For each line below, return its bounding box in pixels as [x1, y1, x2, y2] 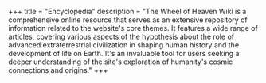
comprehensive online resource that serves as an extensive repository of [8, 15, 248, 25]
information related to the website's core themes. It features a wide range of [8, 24, 259, 32]
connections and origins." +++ [8, 66, 108, 74]
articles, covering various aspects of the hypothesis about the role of [8, 32, 235, 41]
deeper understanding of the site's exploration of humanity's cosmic [8, 57, 233, 66]
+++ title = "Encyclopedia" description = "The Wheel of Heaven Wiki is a [8, 7, 247, 16]
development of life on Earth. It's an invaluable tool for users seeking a [8, 49, 240, 58]
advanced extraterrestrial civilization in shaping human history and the [8, 40, 240, 50]
